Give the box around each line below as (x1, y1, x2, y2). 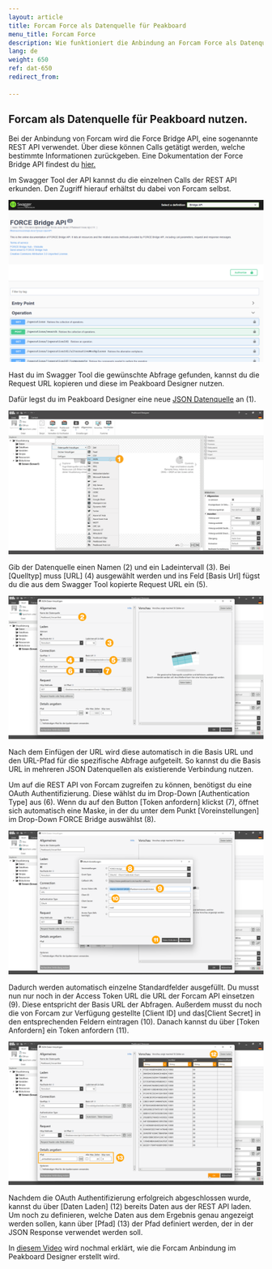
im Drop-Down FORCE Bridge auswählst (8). (8, 815, 156, 824)
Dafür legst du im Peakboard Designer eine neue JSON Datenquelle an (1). (8, 394, 257, 404)
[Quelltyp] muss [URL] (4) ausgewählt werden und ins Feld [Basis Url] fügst (8, 571, 261, 581)
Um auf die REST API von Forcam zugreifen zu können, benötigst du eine (8, 780, 253, 790)
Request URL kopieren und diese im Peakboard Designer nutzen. (8, 379, 225, 389)
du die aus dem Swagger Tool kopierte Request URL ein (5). (8, 579, 208, 589)
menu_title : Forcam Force (8, 30, 96, 38)
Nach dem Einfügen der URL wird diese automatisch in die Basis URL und (8, 747, 253, 757)
